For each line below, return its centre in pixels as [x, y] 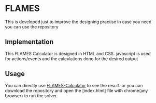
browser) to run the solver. [31, 96]
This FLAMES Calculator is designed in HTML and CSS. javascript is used [78, 53]
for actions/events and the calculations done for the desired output [72, 59]
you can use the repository [32, 26]
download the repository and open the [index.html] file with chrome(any [77, 90]
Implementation [29, 42]
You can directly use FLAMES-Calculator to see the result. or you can [74, 85]
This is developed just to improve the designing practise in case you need [78, 22]
